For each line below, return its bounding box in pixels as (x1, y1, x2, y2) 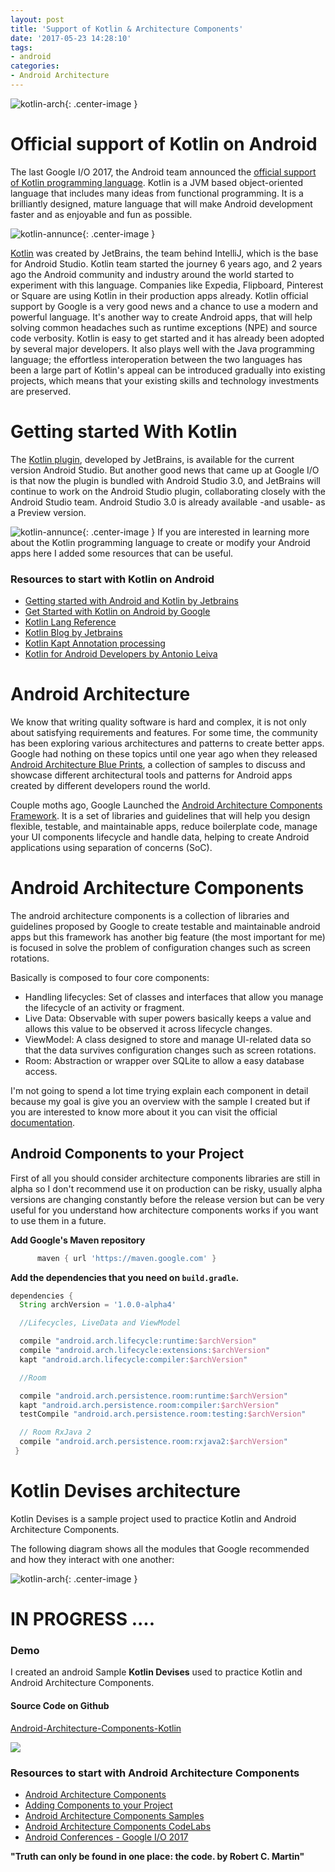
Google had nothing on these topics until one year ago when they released (10, 747, 318, 760)
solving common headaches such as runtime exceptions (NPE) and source (10, 321, 318, 333)
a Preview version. (10, 506, 87, 518)
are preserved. (10, 385, 72, 397)
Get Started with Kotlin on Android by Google (24, 606, 211, 618)
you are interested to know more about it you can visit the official (10, 1106, 278, 1118)
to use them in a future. (10, 1214, 107, 1226)
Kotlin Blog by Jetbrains (24, 627, 123, 639)
